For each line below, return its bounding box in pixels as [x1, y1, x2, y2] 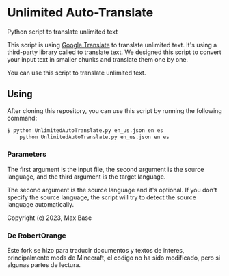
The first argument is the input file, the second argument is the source [7, 165, 204, 173]
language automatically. [7, 200, 75, 208]
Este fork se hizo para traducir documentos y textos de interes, [7, 247, 185, 255]
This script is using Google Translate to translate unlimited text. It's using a [7, 40, 217, 49]
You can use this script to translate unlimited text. [7, 68, 146, 77]
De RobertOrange [7, 231, 66, 240]
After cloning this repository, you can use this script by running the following [7, 106, 222, 114]
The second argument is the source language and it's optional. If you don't [7, 186, 217, 194]
